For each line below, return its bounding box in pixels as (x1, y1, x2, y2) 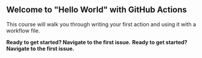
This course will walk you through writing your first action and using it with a (6, 20, 197, 28)
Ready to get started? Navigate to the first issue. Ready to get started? (6, 38, 187, 45)
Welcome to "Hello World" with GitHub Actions (6, 5, 187, 15)
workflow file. (6, 27, 41, 34)
